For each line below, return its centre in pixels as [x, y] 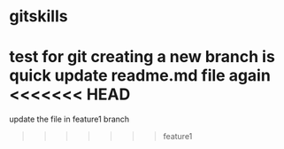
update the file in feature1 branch [69, 119]
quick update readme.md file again [140, 76]
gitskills [38, 16]
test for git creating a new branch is [142, 57]
